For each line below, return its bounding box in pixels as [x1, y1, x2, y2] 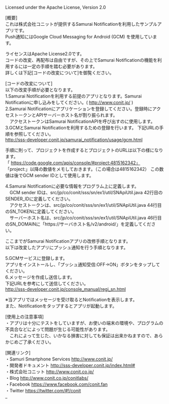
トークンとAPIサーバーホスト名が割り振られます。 [14, 112, 118, 118]
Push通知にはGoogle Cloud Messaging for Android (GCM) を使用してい [5, 34, 153, 39]
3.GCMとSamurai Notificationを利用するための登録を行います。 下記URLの [5, 125, 159, 130]
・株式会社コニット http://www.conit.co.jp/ [5, 369, 94, 375]
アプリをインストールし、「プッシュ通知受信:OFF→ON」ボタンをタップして [5, 261, 160, 267]
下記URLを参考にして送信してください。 [5, 281, 89, 286]
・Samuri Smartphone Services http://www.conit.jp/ [5, 356, 113, 362]
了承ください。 [22, 339, 54, 345]
